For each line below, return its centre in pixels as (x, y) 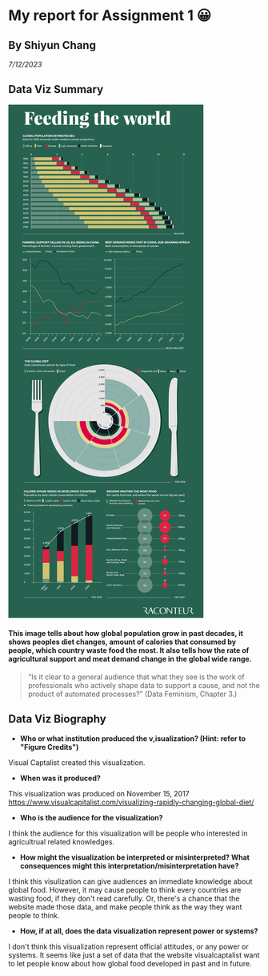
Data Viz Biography (57, 719)
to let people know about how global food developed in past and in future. (130, 963)
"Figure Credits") (49, 747)
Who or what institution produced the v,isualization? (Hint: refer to (133, 738)
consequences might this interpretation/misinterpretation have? (129, 865)
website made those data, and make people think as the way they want (125, 907)
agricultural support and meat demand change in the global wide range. (130, 659)
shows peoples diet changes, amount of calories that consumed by (122, 642)
